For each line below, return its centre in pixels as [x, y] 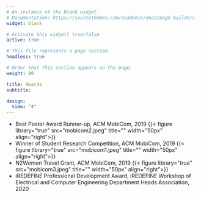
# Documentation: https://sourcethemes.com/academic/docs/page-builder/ [101, 18]
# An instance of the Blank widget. [53, 12]
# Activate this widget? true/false [53, 34]
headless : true [26, 57]
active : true [23, 40]
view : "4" [24, 107]
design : [16, 101]
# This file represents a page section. [59, 51]
